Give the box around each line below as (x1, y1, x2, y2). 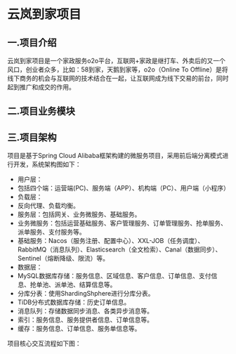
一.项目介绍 (7, 37, 58, 48)
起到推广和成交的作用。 (7, 83, 75, 91)
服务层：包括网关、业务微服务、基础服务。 (17, 210, 141, 218)
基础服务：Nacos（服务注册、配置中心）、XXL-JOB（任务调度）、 (17, 237, 204, 245)
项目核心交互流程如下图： (7, 339, 81, 348)
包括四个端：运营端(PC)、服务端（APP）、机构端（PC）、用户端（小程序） (17, 184, 230, 192)
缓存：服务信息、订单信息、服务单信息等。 (17, 324, 141, 333)
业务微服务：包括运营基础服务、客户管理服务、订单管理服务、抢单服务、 (17, 219, 227, 228)
